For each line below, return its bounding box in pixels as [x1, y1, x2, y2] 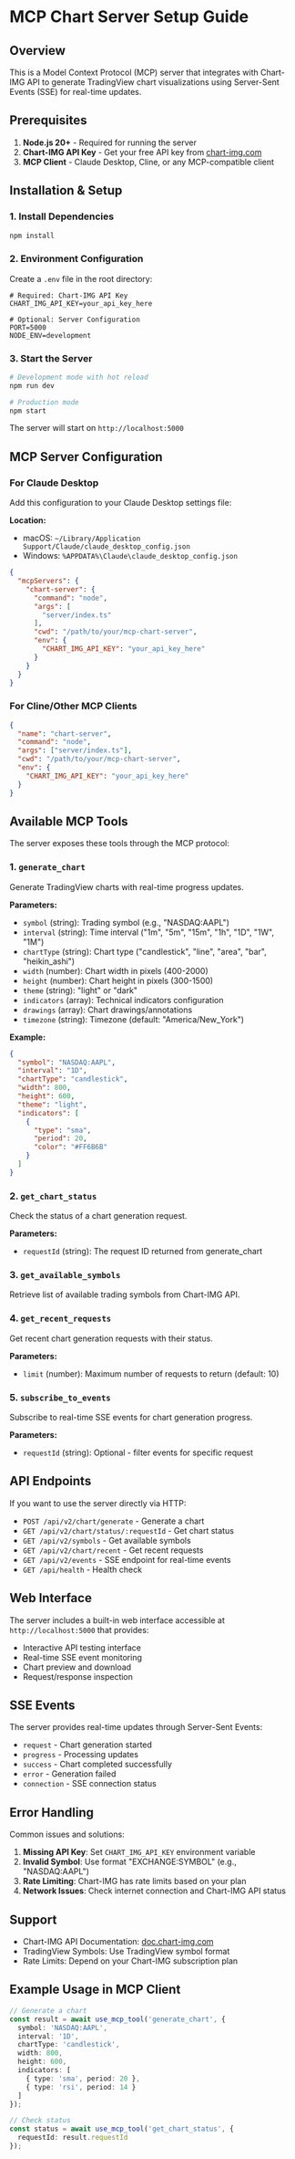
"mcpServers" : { [17, 577, 79, 586]
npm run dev [9, 381, 55, 390]
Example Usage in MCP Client [9, 1982, 181, 1997]
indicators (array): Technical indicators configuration [22, 994, 224, 1005]
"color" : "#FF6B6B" [33, 1143, 107, 1152]
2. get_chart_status [9, 1190, 97, 1202]
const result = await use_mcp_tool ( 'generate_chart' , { [9, 2015, 226, 2024]
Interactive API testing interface [22, 1641, 142, 1653]
